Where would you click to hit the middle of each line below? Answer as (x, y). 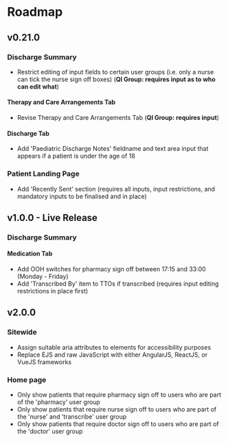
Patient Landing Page (44, 174)
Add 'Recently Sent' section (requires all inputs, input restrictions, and (116, 189)
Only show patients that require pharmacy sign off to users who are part (119, 395)
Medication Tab (30, 254)
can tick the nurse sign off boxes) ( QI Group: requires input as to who (116, 79)
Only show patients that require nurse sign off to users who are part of (117, 410)
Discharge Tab (28, 133)
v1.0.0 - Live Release (53, 218)
